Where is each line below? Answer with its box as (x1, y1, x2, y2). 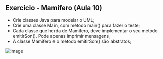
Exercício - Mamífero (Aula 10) (5, 4, 102, 12)
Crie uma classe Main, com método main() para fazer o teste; (12, 22, 140, 28)
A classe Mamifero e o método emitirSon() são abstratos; (12, 38, 132, 44)
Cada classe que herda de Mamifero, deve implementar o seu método (12, 27, 158, 34)
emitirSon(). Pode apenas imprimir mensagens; (12, 33, 111, 39)
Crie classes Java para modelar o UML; (12, 17, 95, 23)
